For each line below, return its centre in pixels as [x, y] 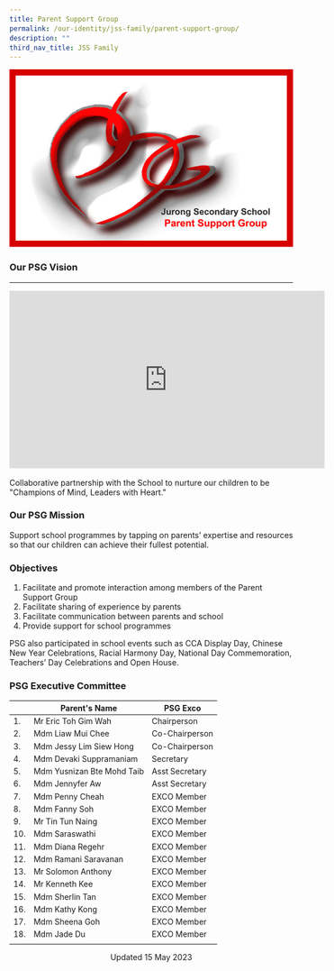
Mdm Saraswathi [64, 834]
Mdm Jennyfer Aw [67, 783]
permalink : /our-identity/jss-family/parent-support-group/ [125, 28]
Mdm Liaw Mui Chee [71, 734]
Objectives [34, 568]
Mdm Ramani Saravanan [78, 859]
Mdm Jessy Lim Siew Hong [84, 746]
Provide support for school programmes [97, 626]
